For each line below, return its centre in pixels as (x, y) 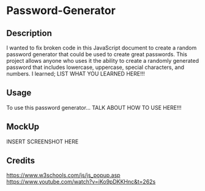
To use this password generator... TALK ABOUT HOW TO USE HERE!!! (94, 107)
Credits (21, 161)
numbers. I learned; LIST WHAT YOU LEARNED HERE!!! (76, 74)
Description (29, 33)
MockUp (23, 127)
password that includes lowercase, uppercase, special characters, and (95, 67)
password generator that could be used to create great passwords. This (97, 54)
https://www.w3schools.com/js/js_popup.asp (63, 175)
